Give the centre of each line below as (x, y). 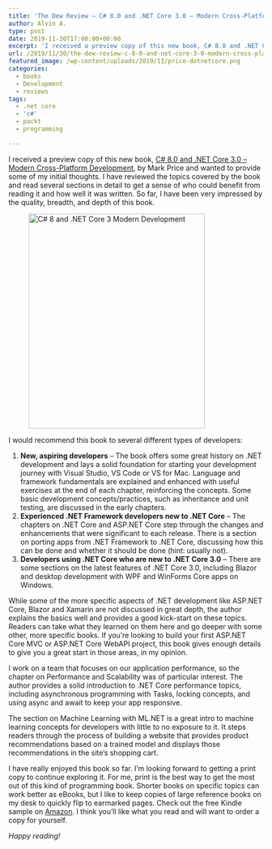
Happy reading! (34, 835)
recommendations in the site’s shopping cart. (83, 753)
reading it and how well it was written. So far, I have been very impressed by (136, 193)
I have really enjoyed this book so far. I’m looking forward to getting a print (132, 768)
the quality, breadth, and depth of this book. (82, 202)
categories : (28, 69)
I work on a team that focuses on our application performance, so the (124, 668)
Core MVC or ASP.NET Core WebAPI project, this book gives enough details (135, 643)
